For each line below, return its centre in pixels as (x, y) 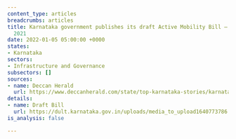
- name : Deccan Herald (40, 86)
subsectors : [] (29, 72)
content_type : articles (42, 14)
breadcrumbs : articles (40, 20)
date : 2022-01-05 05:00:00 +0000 (56, 40)
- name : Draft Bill (36, 105)
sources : (20, 79)
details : (20, 99)
